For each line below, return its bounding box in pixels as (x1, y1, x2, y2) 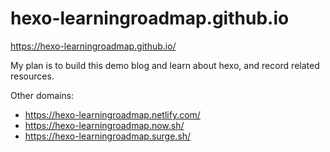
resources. (10, 70, 55, 82)
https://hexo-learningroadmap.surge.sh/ (24, 130, 192, 142)
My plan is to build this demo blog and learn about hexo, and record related (10, 59, 320, 71)
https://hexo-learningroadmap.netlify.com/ (24, 108, 201, 121)
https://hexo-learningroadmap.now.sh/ (24, 119, 185, 131)
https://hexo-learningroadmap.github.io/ (10, 40, 177, 52)
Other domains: (10, 89, 75, 101)
